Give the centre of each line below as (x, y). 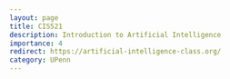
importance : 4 (36, 43)
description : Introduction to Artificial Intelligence (115, 35)
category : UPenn (40, 60)
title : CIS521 (36, 26)
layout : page (34, 18)
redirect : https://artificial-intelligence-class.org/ (115, 52)
